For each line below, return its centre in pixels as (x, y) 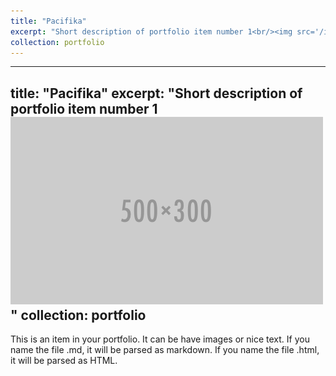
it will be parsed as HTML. (64, 361)
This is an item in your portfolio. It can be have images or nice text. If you (160, 339)
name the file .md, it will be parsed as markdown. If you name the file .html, (165, 350)
